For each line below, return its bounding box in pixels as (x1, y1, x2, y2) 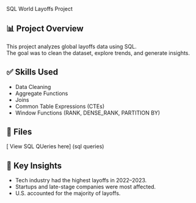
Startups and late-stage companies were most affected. (15, 183, 156, 191)
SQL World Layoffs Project (6, 5, 73, 12)
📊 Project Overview (6, 24, 84, 34)
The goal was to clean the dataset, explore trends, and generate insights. (6, 49, 191, 57)
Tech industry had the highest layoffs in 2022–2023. (15, 177, 147, 184)
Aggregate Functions (15, 90, 68, 97)
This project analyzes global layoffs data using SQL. (6, 43, 137, 50)
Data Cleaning (15, 83, 51, 90)
